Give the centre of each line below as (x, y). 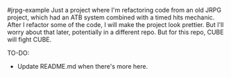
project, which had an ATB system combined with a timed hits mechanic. (111, 17)
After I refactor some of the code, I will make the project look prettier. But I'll (115, 25)
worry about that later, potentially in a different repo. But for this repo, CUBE (115, 32)
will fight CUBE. (29, 40)
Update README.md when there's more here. (82, 66)
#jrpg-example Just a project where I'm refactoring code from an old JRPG (114, 10)
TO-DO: (18, 53)
